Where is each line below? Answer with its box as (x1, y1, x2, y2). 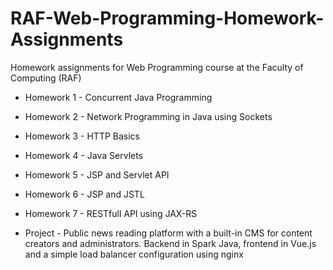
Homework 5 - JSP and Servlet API (24, 168, 170, 181)
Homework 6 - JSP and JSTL (24, 188, 145, 200)
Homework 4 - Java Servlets (24, 149, 144, 161)
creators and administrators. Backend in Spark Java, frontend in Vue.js (24, 237, 317, 249)
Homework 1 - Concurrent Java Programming (24, 91, 213, 103)
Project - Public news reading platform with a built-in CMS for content (24, 227, 313, 239)
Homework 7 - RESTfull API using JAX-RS (24, 207, 198, 219)
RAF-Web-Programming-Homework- (10, 7, 325, 30)
